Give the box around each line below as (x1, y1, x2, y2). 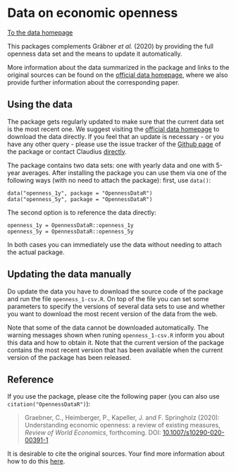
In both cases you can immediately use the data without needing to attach (7, 240, 222, 248)
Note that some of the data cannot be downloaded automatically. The (7, 323, 209, 332)
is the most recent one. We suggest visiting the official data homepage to (7, 125, 220, 133)
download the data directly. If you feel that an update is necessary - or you (7, 132, 224, 140)
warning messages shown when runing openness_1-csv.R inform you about (7, 330, 225, 339)
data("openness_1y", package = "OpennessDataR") (7, 189, 153, 197)
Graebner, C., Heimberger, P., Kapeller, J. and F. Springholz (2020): (24, 413, 220, 422)
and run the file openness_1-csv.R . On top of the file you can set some (7, 294, 209, 303)
